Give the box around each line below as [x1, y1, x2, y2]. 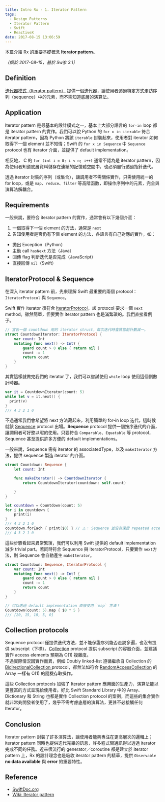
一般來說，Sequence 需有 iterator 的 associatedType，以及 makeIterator [5, 446, 152, 452]
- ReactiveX [9, 30, 34, 35]
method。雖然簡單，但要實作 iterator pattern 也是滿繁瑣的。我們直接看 [5, 311, 148, 317]
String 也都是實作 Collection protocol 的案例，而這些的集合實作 [32, 693, 160, 699]
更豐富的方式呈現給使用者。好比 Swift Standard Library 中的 [5, 687, 126, 693]
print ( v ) [9, 399, 27, 403]
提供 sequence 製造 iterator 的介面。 [13, 452, 87, 459]
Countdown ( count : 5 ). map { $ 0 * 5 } [5, 608, 80, 613]
